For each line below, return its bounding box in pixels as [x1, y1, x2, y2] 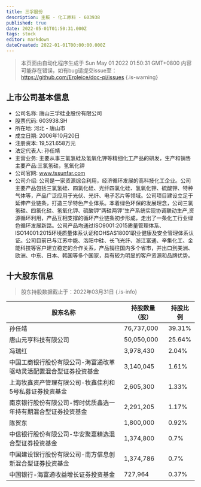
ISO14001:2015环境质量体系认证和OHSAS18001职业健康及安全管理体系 [14, 229, 189, 237]
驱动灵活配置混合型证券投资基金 [9, 367, 100, 375]
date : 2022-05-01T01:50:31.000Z [6, 25, 87, 32]
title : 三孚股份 [6, 8, 43, 15]
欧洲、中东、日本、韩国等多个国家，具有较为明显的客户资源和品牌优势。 [14, 252, 193, 259]
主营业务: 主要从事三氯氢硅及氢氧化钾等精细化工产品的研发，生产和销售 [14, 154, 191, 162]
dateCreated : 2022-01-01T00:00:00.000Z [6, 43, 106, 49]
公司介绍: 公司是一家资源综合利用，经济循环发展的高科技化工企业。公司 [14, 177, 191, 184]
